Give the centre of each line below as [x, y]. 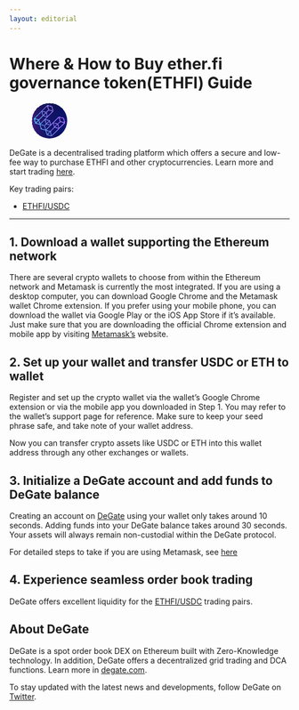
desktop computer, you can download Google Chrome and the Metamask [144, 296]
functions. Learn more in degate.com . [78, 670]
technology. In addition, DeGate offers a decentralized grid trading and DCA [148, 660]
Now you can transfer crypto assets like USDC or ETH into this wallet [136, 443]
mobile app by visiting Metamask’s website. [89, 335]
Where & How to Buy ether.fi [116, 64]
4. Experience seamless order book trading [131, 580]
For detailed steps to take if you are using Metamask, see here [124, 552]
